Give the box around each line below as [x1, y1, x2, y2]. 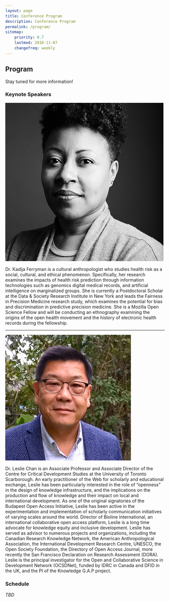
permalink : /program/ [5, 24, 51, 29]
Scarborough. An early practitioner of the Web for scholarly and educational [5, 476, 164, 482]
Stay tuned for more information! [5, 78, 73, 85]
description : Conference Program [5, 19, 76, 24]
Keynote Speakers [5, 91, 52, 98]
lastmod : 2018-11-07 [14, 41, 58, 46]
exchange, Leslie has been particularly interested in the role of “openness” [5, 481, 161, 488]
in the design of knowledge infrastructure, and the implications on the [5, 487, 151, 493]
